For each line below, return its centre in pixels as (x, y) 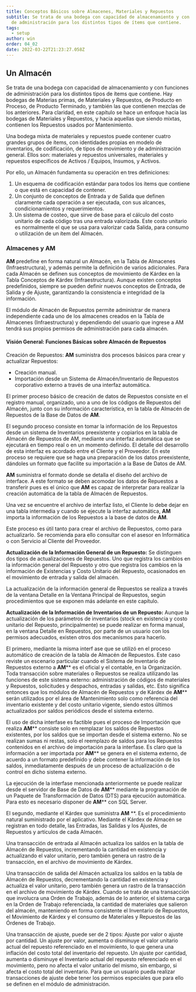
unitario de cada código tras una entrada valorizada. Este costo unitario (101, 221)
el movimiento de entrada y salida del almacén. (63, 578)
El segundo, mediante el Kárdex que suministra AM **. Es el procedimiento (96, 813)
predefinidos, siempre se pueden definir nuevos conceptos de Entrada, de (96, 286)
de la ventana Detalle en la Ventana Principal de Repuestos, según (86, 595)
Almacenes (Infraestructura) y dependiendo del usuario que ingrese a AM (95, 322)
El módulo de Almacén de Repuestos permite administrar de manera (88, 310)
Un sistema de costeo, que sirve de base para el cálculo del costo (94, 215)
